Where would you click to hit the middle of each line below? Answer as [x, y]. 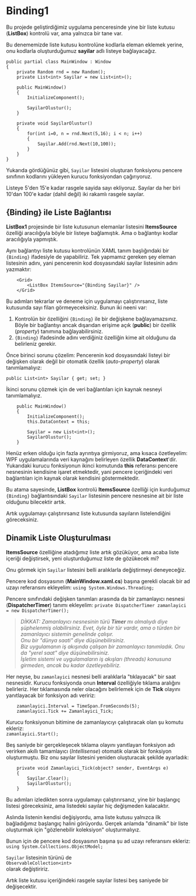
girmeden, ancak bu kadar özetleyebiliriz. [71, 665]
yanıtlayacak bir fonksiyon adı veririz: [51, 695]
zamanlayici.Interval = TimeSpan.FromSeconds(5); [78, 706]
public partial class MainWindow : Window [59, 62]
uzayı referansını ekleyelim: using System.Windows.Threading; [80, 587]
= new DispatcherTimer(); [37, 611]
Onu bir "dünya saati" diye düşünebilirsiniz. [73, 640]
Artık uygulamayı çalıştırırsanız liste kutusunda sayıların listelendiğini [88, 513]
